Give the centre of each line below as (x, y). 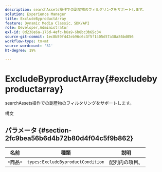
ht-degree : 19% (20, 50)
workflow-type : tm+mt (27, 41)
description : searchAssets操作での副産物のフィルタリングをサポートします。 (75, 10)
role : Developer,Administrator (37, 28)
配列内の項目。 (126, 162)
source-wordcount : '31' (29, 46)
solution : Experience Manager (36, 14)
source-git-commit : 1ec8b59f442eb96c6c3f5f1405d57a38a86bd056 (69, 37)
